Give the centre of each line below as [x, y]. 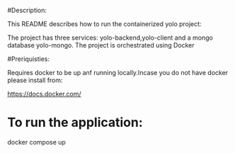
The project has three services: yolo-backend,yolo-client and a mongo [110, 38]
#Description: [27, 10]
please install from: [35, 80]
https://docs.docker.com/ [44, 94]
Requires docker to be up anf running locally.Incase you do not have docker [118, 73]
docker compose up [36, 142]
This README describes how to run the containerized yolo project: [104, 24]
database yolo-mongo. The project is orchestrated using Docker [101, 45]
